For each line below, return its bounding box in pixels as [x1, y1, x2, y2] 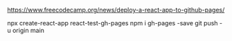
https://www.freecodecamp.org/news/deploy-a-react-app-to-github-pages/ [7, 6, 225, 14]
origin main [12, 27, 45, 34]
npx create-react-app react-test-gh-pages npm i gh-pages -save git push [7, 19, 218, 27]
